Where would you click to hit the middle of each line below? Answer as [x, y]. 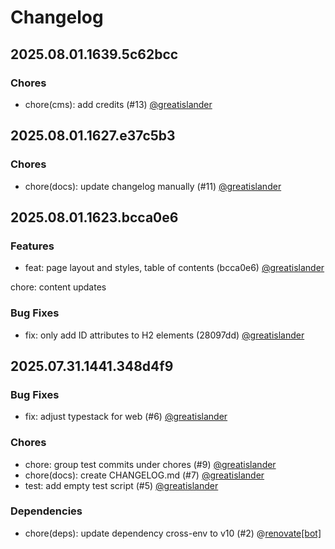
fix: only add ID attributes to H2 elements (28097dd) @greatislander [164, 335]
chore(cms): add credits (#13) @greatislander [118, 104]
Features [32, 246]
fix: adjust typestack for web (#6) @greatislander [126, 417]
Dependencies [46, 511]
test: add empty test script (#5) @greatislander [121, 485]
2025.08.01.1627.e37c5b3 [93, 136]
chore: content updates [58, 287]
